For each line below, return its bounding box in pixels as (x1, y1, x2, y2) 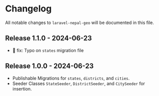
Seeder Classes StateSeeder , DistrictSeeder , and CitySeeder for (12, 80, 146, 86)
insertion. (12, 85, 32, 91)
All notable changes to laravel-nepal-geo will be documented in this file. (5, 19, 155, 25)
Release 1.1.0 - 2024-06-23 (5, 34, 92, 42)
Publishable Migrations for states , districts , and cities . (12, 75, 130, 81)
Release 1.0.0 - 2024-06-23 (5, 62, 94, 70)
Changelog (5, 3, 52, 14)
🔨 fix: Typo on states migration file (12, 47, 84, 53)
